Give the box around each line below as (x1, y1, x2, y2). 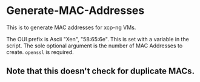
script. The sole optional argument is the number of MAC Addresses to (6, 42, 183, 49)
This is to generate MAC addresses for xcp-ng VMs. (6, 24, 136, 31)
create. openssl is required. (6, 48, 74, 55)
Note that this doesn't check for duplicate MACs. (6, 66, 195, 77)
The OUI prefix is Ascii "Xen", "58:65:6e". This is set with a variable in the (6, 35, 189, 43)
